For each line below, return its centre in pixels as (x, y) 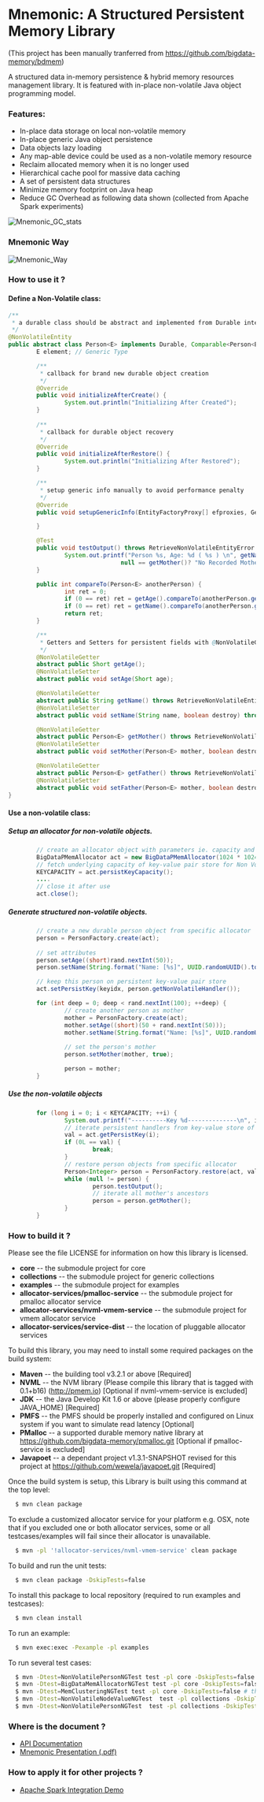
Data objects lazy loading (60, 148)
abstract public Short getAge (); (91, 665)
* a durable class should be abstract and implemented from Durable (126, 322)
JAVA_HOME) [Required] (59, 1408)
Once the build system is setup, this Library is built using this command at (128, 1482)
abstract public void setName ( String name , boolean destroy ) (139, 715)
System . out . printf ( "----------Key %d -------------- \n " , (158, 1120)
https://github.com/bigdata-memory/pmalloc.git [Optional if (115, 1441)
